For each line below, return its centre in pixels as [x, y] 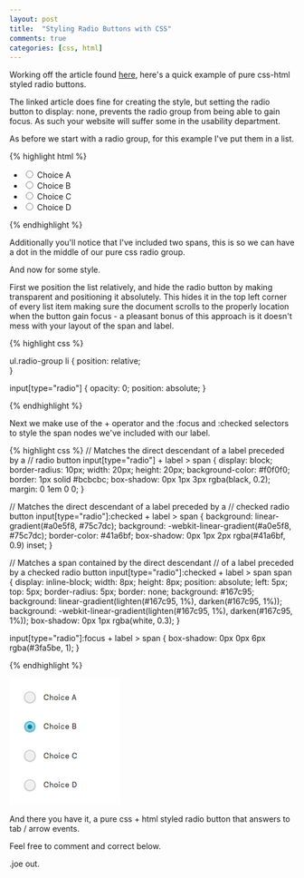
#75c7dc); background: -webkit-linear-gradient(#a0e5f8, [185, 526]
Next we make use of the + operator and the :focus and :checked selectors [149, 424]
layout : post [34, 19]
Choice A [54, 175]
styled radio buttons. [48, 84]
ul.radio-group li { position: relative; [75, 361]
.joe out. [25, 864]
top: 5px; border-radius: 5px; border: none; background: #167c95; [132, 592]
